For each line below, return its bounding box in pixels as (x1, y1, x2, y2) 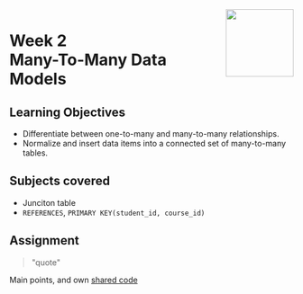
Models (9, 69, 67, 89)
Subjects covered (9, 174, 111, 189)
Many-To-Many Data (9, 49, 167, 70)
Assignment (9, 233, 79, 248)
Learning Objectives (9, 104, 126, 120)
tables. (22, 147, 48, 158)
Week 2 (9, 31, 68, 51)
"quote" (31, 256, 61, 268)
